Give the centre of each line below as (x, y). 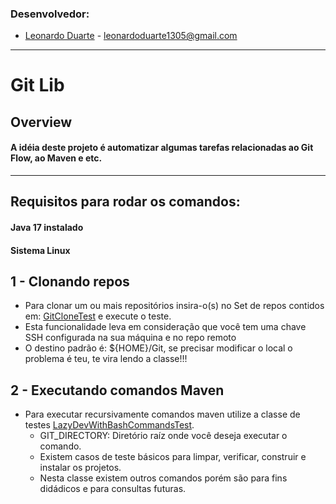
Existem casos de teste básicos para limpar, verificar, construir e (173, 457)
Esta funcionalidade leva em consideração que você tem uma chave (165, 327)
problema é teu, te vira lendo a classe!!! (106, 359)
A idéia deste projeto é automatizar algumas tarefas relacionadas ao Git (162, 148)
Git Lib (37, 85)
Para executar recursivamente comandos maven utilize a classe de (162, 414)
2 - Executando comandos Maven (117, 390)
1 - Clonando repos (70, 282)
